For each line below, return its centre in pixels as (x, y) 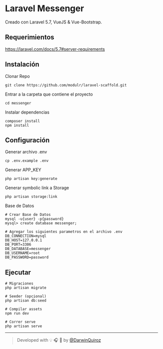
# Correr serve (20, 322)
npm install (17, 125)
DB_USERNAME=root (23, 253)
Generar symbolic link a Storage (37, 188)
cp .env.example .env (27, 161)
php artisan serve (24, 326)
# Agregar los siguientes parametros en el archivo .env (64, 232)
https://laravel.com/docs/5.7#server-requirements (55, 49)
